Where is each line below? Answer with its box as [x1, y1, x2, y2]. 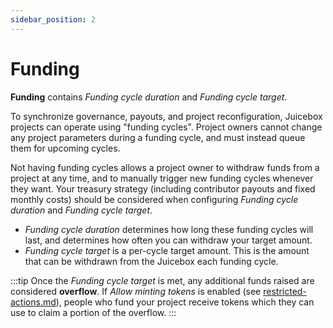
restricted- [263, 285, 307, 297]
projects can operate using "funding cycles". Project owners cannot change [10, 121, 323, 133]
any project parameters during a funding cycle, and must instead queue [10, 131, 306, 143]
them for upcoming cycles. [10, 142, 121, 154]
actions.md [10, 296, 57, 308]
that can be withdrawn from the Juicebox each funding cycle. [24, 255, 279, 267]
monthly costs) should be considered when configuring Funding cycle [10, 193, 299, 205]
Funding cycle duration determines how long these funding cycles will [24, 223, 314, 235]
